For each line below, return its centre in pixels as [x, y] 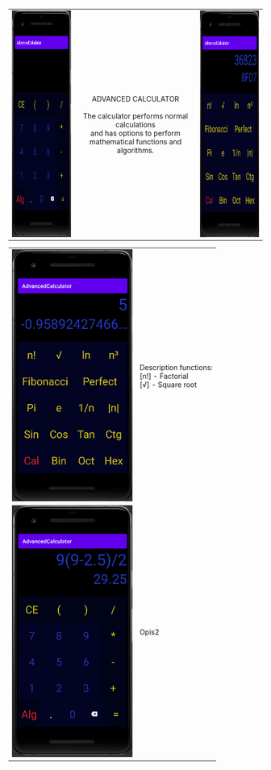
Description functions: [177, 367]
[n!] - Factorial [164, 376]
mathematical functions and [135, 141]
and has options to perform [135, 133]
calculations [135, 124]
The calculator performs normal [135, 116]
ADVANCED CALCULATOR [135, 98]
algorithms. [135, 150]
